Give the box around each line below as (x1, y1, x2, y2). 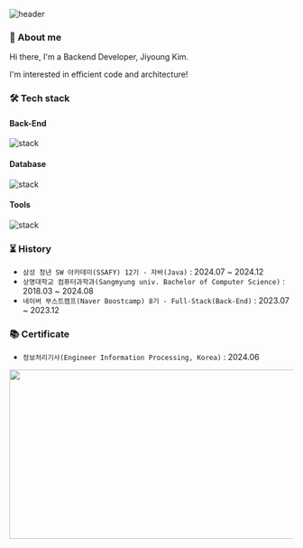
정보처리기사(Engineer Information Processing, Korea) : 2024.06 (22, 352, 260, 363)
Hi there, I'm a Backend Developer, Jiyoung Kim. (9, 51, 189, 62)
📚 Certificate (9, 328, 70, 340)
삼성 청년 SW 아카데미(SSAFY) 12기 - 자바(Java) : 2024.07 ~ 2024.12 (22, 266, 264, 277)
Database (9, 159, 47, 170)
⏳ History (9, 242, 52, 255)
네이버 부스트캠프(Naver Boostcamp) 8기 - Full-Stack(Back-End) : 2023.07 (22, 295, 290, 306)
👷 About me (9, 31, 61, 43)
